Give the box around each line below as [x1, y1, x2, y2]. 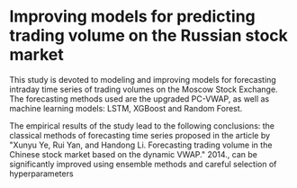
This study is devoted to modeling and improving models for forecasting [9, 74, 276, 85]
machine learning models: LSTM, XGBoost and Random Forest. [9, 103, 243, 113]
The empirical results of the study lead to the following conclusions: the [9, 120, 275, 131]
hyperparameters [9, 168, 74, 179]
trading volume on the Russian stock [9, 25, 288, 46]
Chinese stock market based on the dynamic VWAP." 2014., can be [9, 148, 258, 159]
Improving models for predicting [9, 6, 256, 27]
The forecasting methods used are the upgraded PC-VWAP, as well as [9, 93, 270, 104]
